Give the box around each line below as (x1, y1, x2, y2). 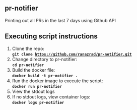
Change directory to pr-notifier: (12, 56, 78, 62)
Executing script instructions (5, 32, 98, 41)
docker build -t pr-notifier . (12, 73, 78, 78)
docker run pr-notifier (12, 84, 62, 89)
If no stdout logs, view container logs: (12, 93, 91, 100)
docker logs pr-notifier (12, 100, 64, 105)
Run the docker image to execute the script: (12, 78, 103, 84)
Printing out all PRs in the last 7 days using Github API (5, 17, 116, 23)
